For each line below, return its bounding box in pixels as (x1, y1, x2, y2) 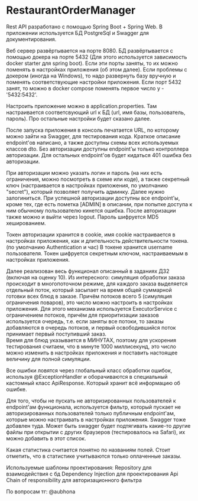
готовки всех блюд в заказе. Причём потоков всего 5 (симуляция (6, 292, 173, 300)
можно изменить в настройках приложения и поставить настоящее (6, 349, 178, 356)
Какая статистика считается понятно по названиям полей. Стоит (6, 446, 171, 453)
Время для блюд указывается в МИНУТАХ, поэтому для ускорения (6, 336, 176, 343)
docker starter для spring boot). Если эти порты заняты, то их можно (6, 60, 178, 67)
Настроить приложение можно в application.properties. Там (6, 102, 157, 109)
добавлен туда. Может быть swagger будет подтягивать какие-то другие (6, 422, 191, 429)
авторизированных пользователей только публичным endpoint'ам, (6, 409, 176, 417)
